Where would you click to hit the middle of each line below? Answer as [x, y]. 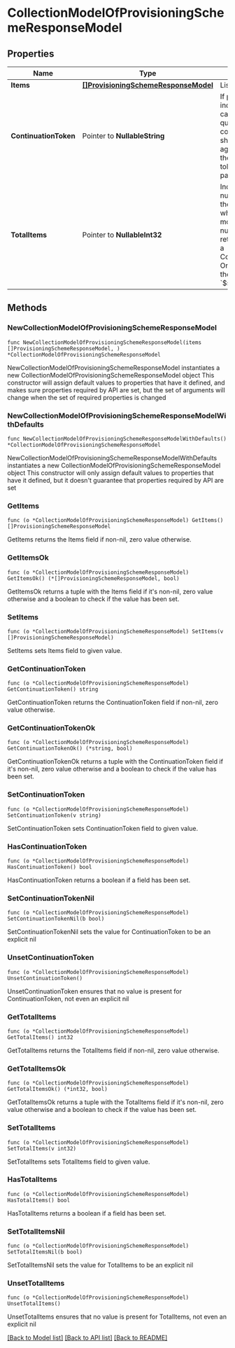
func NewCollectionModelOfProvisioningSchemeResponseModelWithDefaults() [117, 439]
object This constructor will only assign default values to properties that [111, 473]
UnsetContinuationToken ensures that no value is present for [95, 991]
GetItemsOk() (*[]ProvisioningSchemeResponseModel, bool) [93, 578]
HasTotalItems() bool [39, 1200]
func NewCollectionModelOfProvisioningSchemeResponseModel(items [104, 342]
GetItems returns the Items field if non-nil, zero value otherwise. [99, 539]
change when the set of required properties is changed [87, 397]
